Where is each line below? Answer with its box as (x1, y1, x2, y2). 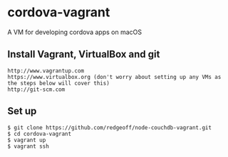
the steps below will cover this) (7, 80, 110, 87)
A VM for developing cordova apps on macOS (7, 28, 142, 36)
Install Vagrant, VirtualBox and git (7, 48, 160, 60)
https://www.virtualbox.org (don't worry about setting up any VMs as (7, 73, 222, 80)
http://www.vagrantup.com (7, 67, 84, 75)
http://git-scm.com (7, 86, 66, 93)
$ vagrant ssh (7, 143, 50, 150)
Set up (7, 105, 37, 117)
